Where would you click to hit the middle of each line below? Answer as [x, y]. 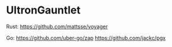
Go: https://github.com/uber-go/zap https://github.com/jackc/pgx [86, 38]
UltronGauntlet [43, 10]
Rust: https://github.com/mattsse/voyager [57, 26]
